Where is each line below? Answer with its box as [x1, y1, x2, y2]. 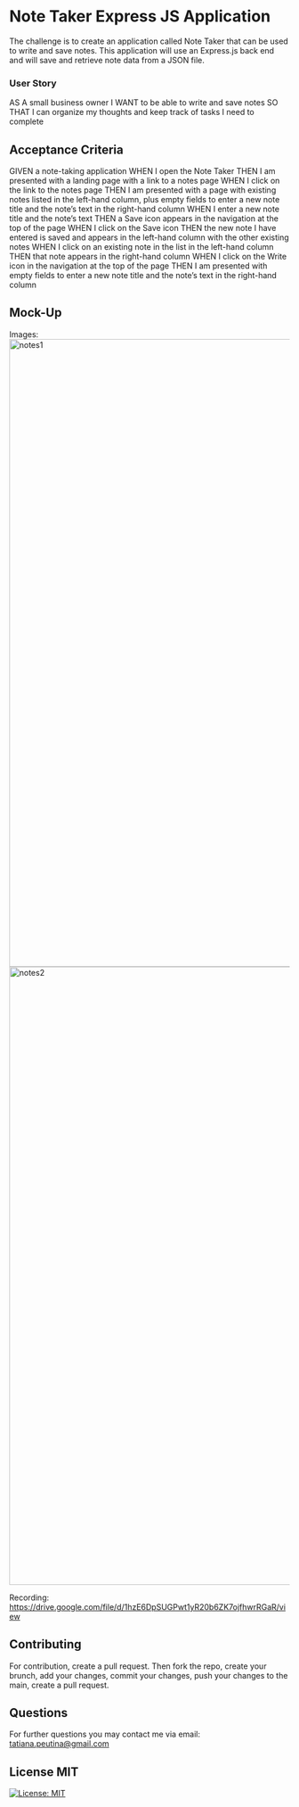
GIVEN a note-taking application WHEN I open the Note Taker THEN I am [9, 166, 276, 177]
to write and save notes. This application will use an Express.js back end [9, 45, 274, 55]
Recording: [9, 1592, 50, 1603]
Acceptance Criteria [9, 142, 124, 157]
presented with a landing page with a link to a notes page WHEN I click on [9, 176, 280, 186]
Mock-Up [9, 305, 62, 320]
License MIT [9, 1764, 79, 1779]
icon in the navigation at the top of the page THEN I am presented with [9, 260, 268, 271]
